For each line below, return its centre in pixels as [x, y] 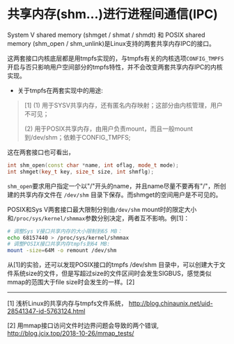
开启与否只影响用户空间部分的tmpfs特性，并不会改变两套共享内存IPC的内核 [115, 67]
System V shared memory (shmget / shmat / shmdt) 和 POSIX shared [106, 35]
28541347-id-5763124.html [46, 311]
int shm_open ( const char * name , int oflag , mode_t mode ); [93, 165]
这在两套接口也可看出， [41, 152]
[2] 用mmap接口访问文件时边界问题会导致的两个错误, [83, 326]
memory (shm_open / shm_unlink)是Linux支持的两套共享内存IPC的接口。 [111, 43]
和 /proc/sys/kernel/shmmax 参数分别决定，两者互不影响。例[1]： [99, 218]
